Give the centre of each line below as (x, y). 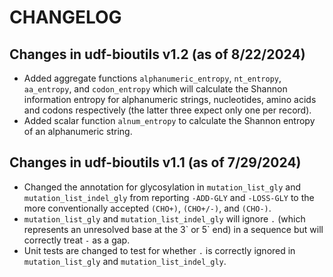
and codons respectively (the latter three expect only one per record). (167, 110)
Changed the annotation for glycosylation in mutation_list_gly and (162, 187)
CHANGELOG (65, 17)
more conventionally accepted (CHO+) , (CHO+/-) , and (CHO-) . (147, 208)
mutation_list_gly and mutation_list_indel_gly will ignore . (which (164, 218)
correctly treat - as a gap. (77, 240)
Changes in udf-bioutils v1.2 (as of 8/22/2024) (157, 54)
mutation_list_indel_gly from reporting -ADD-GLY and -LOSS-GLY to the (169, 197)
